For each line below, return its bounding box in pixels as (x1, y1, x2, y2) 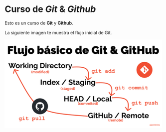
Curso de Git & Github (4, 3, 96, 15)
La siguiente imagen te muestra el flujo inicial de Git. (4, 29, 112, 35)
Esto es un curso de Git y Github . (4, 20, 73, 26)
